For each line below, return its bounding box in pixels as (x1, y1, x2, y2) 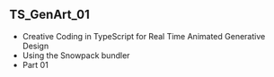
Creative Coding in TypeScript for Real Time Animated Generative (22, 30, 266, 41)
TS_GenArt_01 (9, 7, 90, 22)
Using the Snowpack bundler (22, 49, 130, 61)
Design (22, 40, 49, 51)
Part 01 (22, 59, 49, 70)
